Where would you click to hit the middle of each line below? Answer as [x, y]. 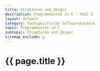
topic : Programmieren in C [33, 28]
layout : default [22, 19]
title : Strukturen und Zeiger [36, 10]
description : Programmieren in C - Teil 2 [49, 14]
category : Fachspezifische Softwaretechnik [50, 23]
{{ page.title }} [35, 61]
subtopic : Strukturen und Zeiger [39, 32]
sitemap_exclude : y [25, 37]
